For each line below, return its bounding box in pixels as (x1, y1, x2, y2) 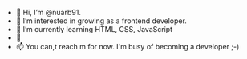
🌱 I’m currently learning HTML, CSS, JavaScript (15, 25, 173, 33)
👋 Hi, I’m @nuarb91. (15, 8, 82, 17)
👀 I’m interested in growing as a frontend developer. (15, 16, 187, 26)
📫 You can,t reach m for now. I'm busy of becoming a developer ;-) (15, 42, 240, 51)
